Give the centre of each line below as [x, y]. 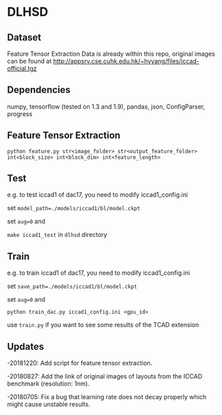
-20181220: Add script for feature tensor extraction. [80, 363]
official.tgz [22, 68]
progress [20, 113]
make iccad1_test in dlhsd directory [57, 235]
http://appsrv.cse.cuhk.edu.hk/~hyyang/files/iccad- [126, 61]
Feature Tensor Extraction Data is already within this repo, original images [111, 54]
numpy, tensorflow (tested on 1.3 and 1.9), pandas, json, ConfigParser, [106, 106]
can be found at [29, 61]
